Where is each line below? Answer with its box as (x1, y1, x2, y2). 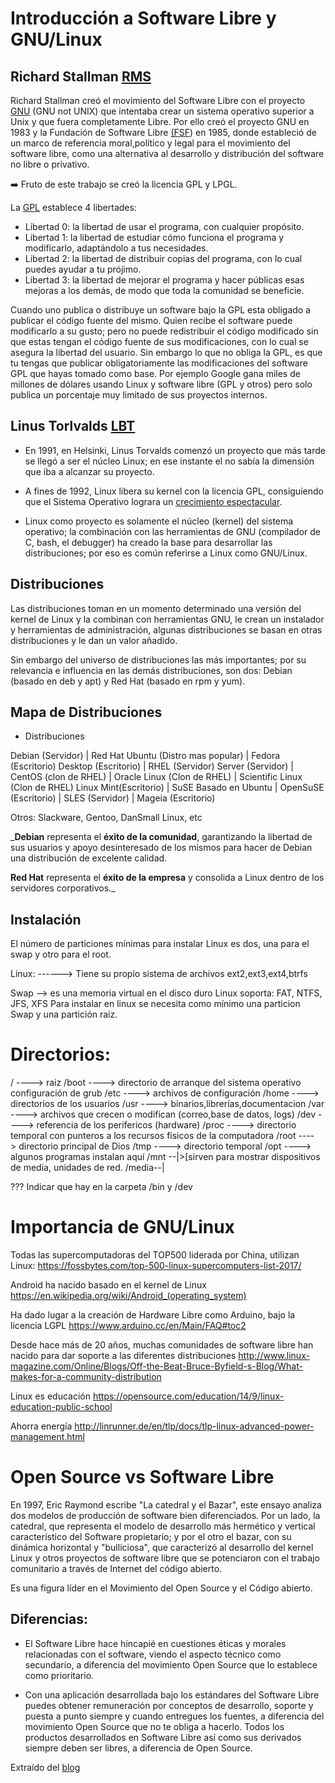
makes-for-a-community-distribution (10, 1371, 162, 1383)
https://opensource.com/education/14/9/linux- (92, 1390, 285, 1402)
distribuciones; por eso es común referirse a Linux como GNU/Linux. (24, 547, 308, 559)
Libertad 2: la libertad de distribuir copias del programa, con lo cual (24, 253, 303, 264)
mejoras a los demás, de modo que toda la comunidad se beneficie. (24, 285, 305, 296)
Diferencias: (10, 1611, 88, 1628)
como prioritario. (24, 1669, 95, 1681)
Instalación (10, 911, 82, 928)
